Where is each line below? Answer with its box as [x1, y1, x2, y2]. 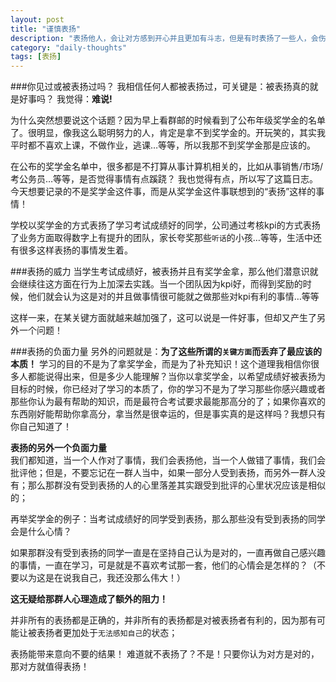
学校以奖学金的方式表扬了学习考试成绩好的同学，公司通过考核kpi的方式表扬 [10, 219, 321, 231]
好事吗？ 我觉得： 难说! [18, 93, 113, 105]
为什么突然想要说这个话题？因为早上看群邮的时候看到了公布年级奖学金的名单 [10, 114, 326, 126]
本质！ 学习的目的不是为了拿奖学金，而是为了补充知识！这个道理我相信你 [10, 358, 311, 370]
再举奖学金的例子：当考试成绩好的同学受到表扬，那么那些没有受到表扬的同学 [10, 513, 326, 525]
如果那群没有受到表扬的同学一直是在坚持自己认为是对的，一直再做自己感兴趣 [10, 547, 326, 559]
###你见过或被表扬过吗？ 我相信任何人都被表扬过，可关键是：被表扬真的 [10, 81, 310, 93]
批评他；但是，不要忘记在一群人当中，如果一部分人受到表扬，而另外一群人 [10, 467, 317, 479]
